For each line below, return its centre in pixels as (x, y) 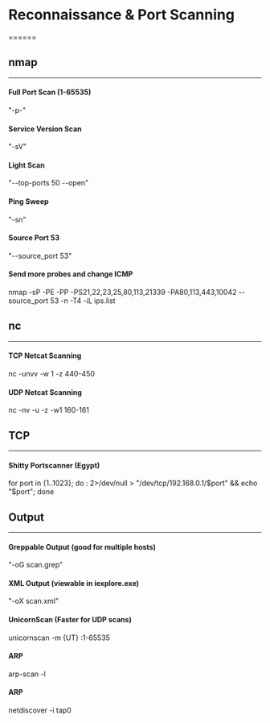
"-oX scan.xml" (33, 601)
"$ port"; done (31, 492)
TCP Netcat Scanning (45, 355)
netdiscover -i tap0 (40, 710)
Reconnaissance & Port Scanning (122, 15)
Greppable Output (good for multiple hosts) (82, 546)
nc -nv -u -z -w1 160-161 (49, 410)
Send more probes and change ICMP (71, 274)
